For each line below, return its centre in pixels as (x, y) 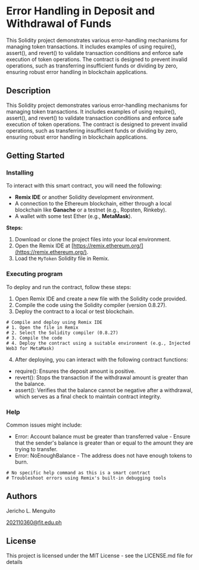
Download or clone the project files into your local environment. (93, 240)
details (14, 562)
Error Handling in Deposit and (80, 11)
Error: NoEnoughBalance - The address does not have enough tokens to (103, 456)
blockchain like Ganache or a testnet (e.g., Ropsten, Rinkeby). (91, 210)
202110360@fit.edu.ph (34, 522)
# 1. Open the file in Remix (42, 327)
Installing (20, 173)
